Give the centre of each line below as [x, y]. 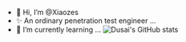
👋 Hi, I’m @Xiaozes [47, 12]
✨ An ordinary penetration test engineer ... [86, 21]
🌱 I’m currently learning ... [59, 29]
